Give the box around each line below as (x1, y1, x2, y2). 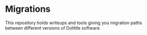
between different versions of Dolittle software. (5, 25, 101, 31)
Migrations (5, 3, 51, 15)
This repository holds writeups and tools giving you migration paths (5, 20, 142, 26)
